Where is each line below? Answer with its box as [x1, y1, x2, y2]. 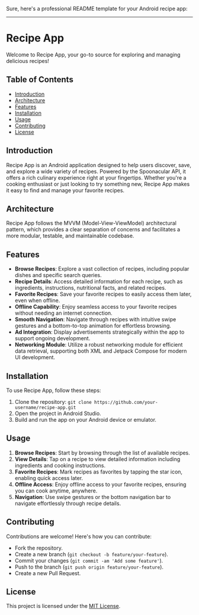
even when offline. [14, 297, 60, 304]
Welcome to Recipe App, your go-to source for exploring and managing [6, 51, 181, 58]
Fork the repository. [14, 544, 63, 551]
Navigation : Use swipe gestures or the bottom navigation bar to [14, 493, 171, 500]
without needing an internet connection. [14, 309, 113, 317]
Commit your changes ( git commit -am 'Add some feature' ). [14, 557, 163, 564]
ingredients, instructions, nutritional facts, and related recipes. [14, 284, 166, 291]
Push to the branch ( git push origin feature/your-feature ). [14, 563, 164, 570]
